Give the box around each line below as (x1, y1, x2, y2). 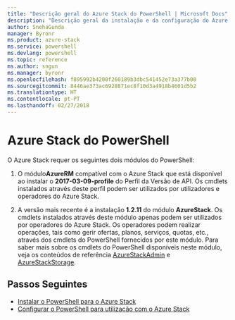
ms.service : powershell (7, 43, 77, 50)
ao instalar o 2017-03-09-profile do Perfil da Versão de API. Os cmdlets (17, 177, 228, 185)
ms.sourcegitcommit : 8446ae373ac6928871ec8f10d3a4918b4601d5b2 (7, 82, 197, 90)
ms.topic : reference (7, 56, 68, 63)
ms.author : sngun (7, 63, 58, 70)
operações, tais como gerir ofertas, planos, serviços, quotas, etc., (17, 228, 209, 236)
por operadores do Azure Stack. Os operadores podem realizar (17, 220, 201, 229)
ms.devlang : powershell (7, 50, 77, 57)
